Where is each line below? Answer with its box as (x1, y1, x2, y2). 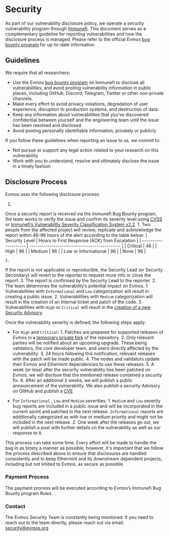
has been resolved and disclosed (12, 122, 81, 128)
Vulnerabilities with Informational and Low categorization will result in (5, 288, 149, 294)
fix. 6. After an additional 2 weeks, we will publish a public (12, 377, 133, 383)
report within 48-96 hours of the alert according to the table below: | (5, 232, 147, 238)
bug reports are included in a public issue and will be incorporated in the (12, 403, 163, 409)
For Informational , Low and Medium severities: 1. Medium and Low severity (12, 397, 161, 404)
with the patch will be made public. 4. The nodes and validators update (12, 356, 160, 362)
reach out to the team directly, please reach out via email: (5, 520, 124, 526)
